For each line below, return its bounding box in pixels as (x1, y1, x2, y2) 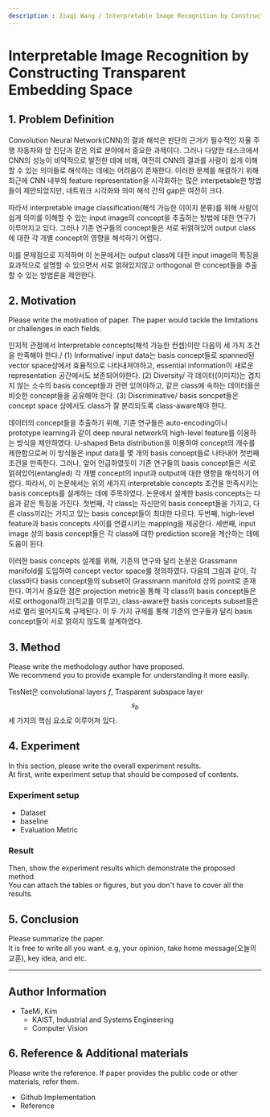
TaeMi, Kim (19, 1007, 58, 1016)
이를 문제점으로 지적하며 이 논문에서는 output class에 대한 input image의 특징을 (8, 250, 260, 260)
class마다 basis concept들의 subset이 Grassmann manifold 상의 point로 (8, 576, 241, 586)
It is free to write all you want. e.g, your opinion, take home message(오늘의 (8, 944, 257, 953)
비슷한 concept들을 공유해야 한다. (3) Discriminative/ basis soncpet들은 (8, 391, 239, 401)
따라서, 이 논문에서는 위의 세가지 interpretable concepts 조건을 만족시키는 (25, 479, 260, 488)
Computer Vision (31, 1024, 88, 1033)
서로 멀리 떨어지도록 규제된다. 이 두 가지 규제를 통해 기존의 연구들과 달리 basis (8, 606, 253, 617)
